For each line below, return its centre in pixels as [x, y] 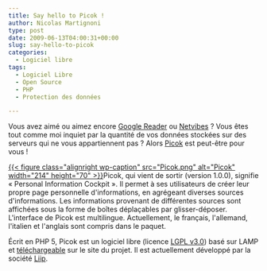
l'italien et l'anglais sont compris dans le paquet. [87, 226]
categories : [28, 52]
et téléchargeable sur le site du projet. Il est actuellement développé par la [130, 250]
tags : [17, 68]
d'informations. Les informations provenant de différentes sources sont [125, 201]
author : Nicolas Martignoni [55, 23]
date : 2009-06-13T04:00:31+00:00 [64, 38]
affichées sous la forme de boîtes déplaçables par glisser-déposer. [118, 209]
